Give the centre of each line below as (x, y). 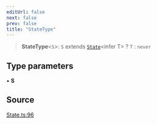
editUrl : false (26, 12)
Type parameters (40, 66)
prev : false (21, 23)
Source (21, 100)
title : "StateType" (31, 29)
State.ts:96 (20, 115)
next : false (21, 18)
